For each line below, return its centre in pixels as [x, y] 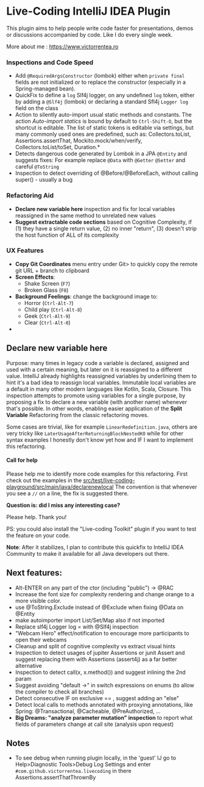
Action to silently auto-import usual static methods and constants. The [103, 115]
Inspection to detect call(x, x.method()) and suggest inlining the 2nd [100, 672]
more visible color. [38, 600]
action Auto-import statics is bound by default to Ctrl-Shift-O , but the [104, 121]
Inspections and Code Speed [50, 62]
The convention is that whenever [156, 487]
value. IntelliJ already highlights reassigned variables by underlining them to [101, 376]
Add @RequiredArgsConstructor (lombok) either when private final [100, 76]
